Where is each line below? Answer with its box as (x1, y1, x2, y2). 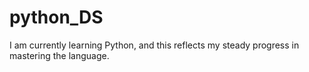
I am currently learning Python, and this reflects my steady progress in (9, 39, 300, 51)
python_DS (9, 6, 104, 29)
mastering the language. (9, 49, 110, 61)
